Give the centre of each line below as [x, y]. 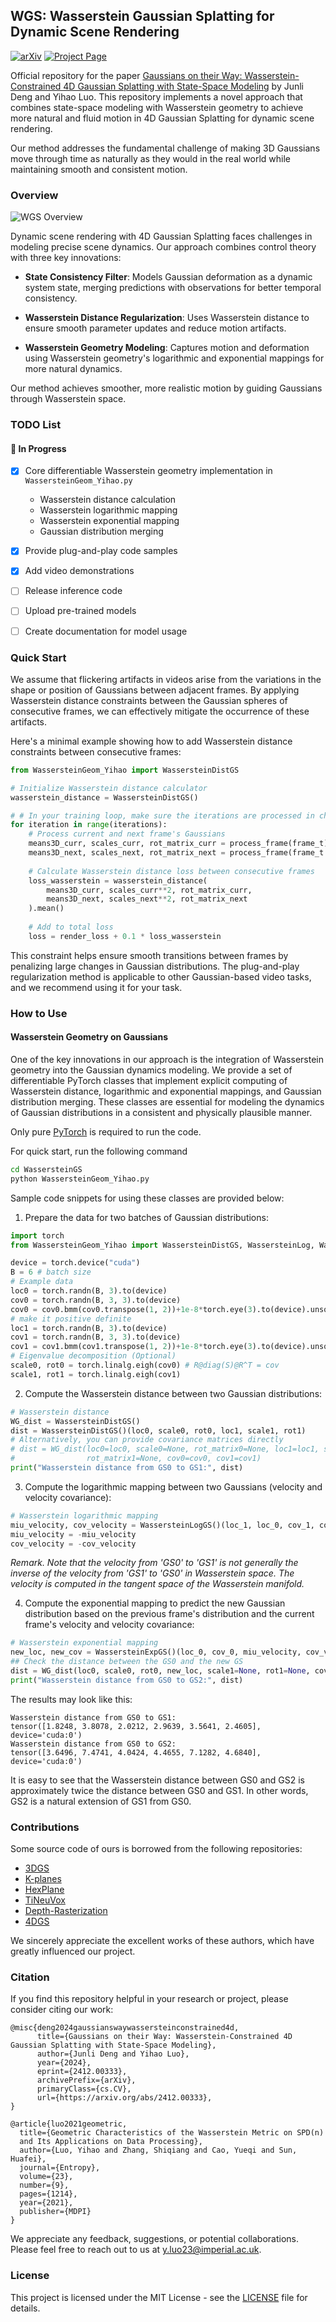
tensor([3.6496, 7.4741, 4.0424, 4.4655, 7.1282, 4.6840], [136, 1752]
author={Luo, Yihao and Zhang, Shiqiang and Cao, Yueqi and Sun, [158, 2150]
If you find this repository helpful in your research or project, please [149, 1999]
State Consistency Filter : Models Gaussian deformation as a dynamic [168, 277]
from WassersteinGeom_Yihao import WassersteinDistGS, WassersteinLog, [162, 1245]
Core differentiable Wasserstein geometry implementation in [148, 471]
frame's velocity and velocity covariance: [109, 1625]
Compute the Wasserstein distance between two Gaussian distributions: [173, 1393]
